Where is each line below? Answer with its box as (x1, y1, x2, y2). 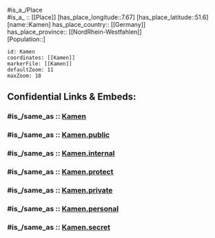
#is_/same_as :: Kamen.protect (7, 167, 114, 177)
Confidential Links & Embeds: (7, 91, 136, 102)
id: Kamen (7, 48, 36, 55)
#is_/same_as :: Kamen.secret (7, 222, 110, 232)
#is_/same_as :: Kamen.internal (7, 149, 115, 158)
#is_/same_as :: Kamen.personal (7, 204, 119, 213)
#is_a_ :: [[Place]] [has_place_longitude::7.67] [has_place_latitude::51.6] (7, 13, 209, 21)
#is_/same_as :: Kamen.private (7, 186, 113, 195)
